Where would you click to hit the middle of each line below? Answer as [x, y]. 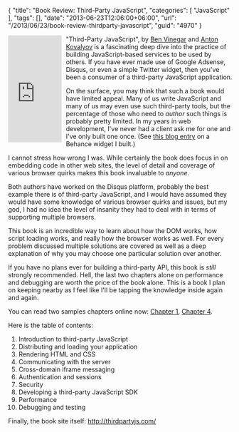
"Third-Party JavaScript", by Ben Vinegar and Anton [142, 39]
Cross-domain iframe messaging [67, 369]
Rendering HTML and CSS [57, 354]
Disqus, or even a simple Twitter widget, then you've [143, 70]
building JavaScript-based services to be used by [139, 54]
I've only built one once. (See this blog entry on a [138, 136]
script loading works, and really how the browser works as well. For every [116, 238]
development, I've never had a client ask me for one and [148, 129]
